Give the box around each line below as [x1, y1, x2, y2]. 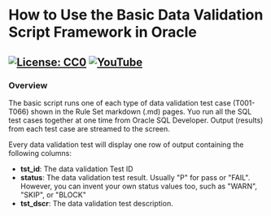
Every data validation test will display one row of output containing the [8, 140, 244, 149]
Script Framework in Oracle [8, 23, 198, 41]
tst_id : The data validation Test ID [20, 164, 133, 174]
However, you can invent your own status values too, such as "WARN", [20, 181, 258, 191]
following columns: [8, 148, 72, 158]
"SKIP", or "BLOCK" [20, 189, 87, 200]
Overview [8, 80, 48, 91]
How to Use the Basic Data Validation [8, 6, 264, 24]
